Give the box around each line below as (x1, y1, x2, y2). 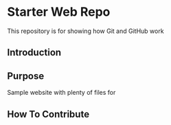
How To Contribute (7, 108, 90, 120)
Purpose (7, 70, 45, 82)
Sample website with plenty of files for (7, 89, 116, 97)
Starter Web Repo (7, 4, 111, 20)
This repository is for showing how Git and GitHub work (7, 27, 164, 35)
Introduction (7, 47, 62, 58)
